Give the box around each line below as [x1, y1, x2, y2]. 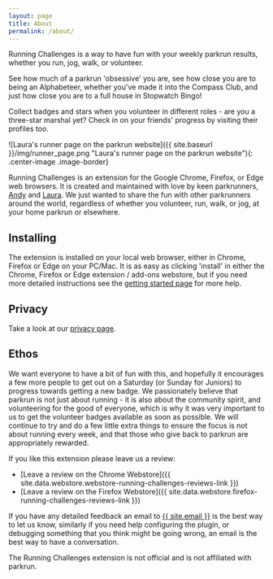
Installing [8, 231, 57, 245]
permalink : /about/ [8, 27, 75, 35]
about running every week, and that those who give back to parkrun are [8, 429, 249, 439]
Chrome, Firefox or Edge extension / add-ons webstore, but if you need [8, 270, 248, 280]
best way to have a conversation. [8, 537, 119, 546]
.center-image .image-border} [8, 157, 110, 167]
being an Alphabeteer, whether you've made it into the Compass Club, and [8, 82, 258, 92]
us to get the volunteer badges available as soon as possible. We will [8, 411, 239, 421]
